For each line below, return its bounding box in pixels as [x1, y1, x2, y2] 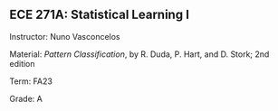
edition [9, 58, 35, 69]
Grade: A [9, 93, 43, 104]
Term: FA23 [9, 76, 53, 87]
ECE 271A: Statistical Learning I [9, 7, 190, 23]
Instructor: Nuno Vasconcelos [9, 31, 120, 42]
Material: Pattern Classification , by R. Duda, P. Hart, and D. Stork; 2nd [9, 49, 270, 60]
